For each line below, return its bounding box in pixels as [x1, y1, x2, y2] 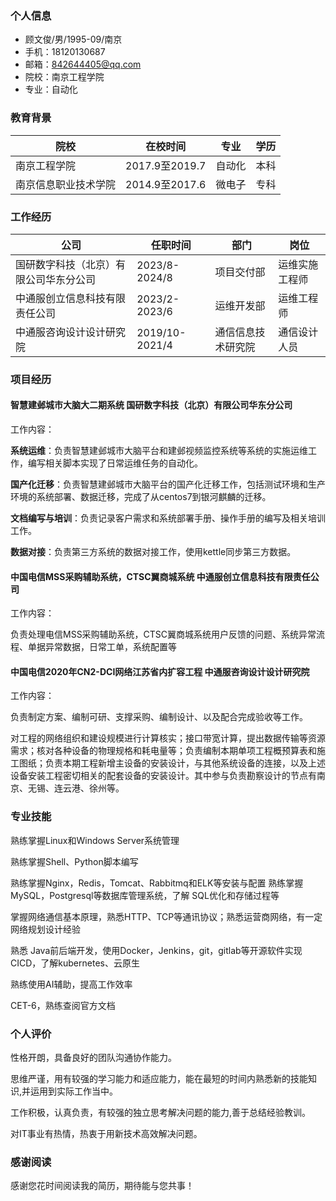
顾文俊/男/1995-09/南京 [24, 33, 123, 46]
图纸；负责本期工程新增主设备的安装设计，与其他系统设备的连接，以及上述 [18, 757, 326, 769]
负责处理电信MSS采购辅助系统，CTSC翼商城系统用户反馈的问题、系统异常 [10, 628, 317, 641]
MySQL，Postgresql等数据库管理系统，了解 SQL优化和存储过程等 [10, 889, 280, 901]
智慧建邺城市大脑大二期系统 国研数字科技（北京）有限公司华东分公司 [10, 399, 293, 411]
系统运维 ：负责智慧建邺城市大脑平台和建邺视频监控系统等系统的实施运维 [10, 445, 308, 457]
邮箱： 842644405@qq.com [24, 58, 142, 71]
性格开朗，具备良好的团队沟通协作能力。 [10, 1052, 177, 1064]
